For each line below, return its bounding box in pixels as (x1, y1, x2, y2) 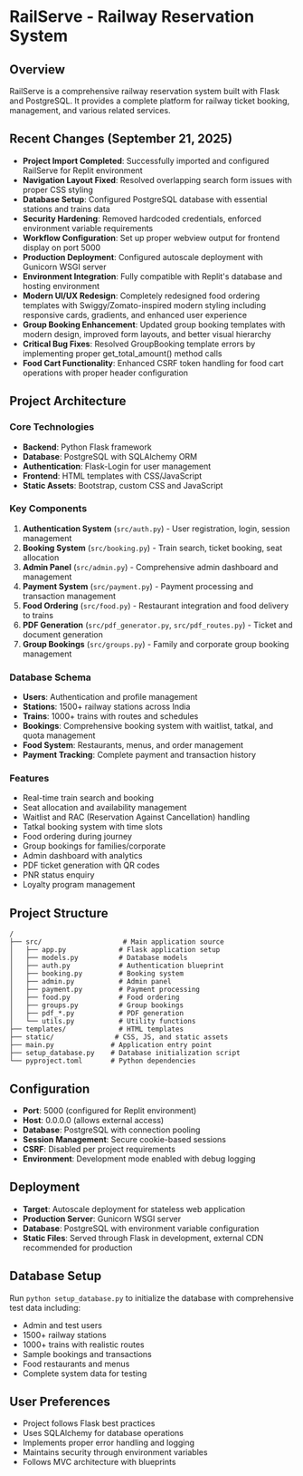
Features (9, 772, 50, 785)
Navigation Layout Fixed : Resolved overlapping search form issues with (22, 174, 292, 185)
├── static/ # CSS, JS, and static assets (9, 1033, 229, 1042)
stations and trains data (22, 203, 110, 214)
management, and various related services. (9, 105, 171, 115)
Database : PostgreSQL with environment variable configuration (22, 1222, 260, 1234)
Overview (9, 62, 66, 77)
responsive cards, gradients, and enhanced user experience (22, 309, 247, 320)
